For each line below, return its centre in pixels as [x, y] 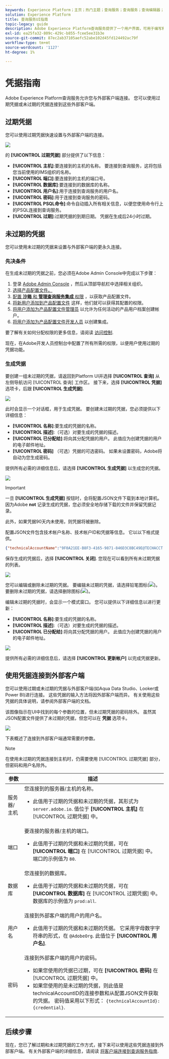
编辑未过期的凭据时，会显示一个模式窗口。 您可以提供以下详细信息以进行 [81, 602]
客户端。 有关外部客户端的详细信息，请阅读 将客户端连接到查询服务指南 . [84, 1051]
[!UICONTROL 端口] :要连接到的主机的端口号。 [60, 179]
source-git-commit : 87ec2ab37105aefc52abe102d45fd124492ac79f [72, 38]
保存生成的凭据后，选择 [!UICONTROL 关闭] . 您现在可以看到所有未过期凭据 [82, 558]
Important [15, 487]
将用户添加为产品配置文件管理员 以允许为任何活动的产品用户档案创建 [83, 309]
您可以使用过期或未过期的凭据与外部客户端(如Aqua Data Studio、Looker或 [82, 689]
